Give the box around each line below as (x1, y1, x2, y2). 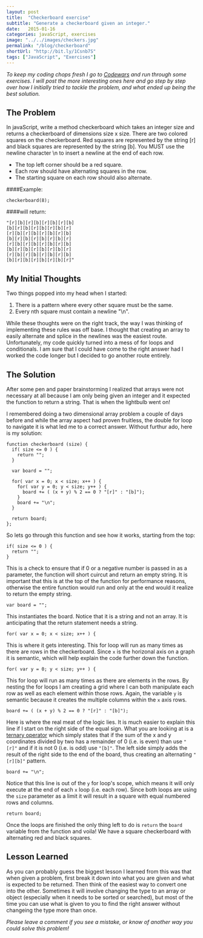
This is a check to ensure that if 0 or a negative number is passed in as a (6, 565, 188, 572)
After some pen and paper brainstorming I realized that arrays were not (6, 386, 184, 393)
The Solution (6, 369, 56, 380)
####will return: (6, 208, 47, 215)
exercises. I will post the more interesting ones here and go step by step (6, 77, 186, 84)
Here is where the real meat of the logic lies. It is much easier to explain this (6, 718, 195, 726)
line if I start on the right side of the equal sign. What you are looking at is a (6, 725, 194, 732)
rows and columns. (6, 799, 54, 806)
